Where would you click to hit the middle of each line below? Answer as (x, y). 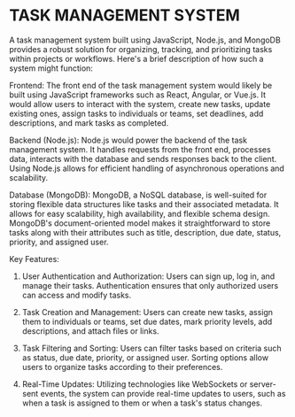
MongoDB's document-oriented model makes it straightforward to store (140, 223)
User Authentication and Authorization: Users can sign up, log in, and (148, 276)
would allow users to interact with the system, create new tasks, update (140, 104)
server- (263, 384)
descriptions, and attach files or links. (90, 331)
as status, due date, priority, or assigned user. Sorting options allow (145, 357)
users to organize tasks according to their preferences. (122, 367)
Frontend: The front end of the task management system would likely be (141, 85)
